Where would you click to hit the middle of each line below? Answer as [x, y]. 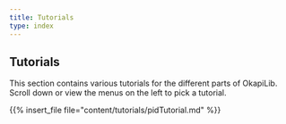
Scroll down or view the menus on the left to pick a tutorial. [118, 93]
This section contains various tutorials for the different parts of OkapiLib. [143, 83]
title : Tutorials [42, 17]
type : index [31, 26]
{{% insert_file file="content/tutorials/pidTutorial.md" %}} [115, 110]
